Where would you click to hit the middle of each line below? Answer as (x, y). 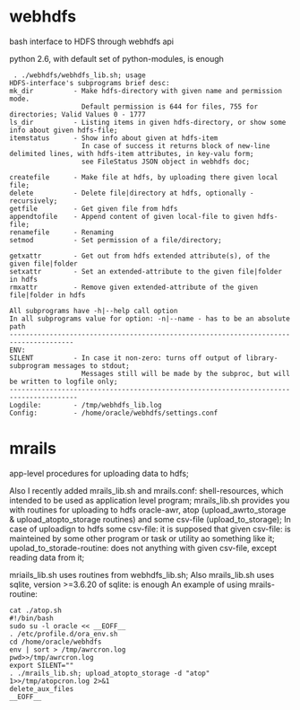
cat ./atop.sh (36, 610)
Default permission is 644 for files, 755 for (169, 106)
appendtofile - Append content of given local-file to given (132, 216)
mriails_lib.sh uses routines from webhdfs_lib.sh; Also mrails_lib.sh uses (142, 574)
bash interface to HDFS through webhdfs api (92, 41)
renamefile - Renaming (62, 232)
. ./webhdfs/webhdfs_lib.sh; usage (79, 75)
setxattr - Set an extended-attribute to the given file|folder (146, 271)
